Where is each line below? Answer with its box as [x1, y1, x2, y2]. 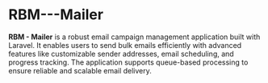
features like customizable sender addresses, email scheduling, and [8, 49, 234, 58]
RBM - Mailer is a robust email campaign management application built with [8, 32, 261, 41]
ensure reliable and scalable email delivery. [8, 65, 152, 75]
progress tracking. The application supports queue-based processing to [8, 57, 249, 67]
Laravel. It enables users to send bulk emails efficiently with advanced [8, 40, 242, 49]
